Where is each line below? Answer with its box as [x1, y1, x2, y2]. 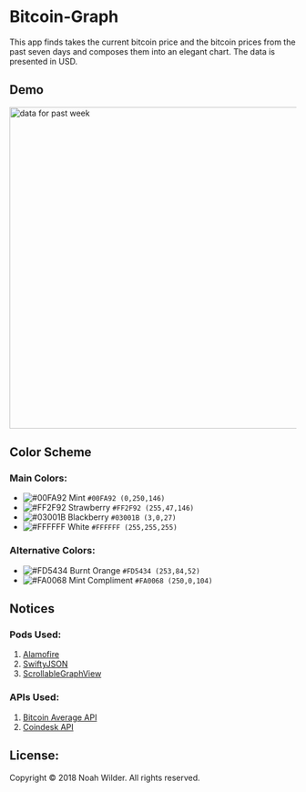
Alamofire [22, 649, 60, 660]
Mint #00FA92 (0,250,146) [68, 492, 166, 503]
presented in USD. [9, 56, 78, 66]
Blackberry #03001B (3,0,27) [67, 512, 177, 523]
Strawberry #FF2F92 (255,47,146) [67, 503, 195, 513]
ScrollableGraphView [22, 668, 102, 679]
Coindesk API [22, 721, 75, 732]
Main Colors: [9, 472, 68, 484]
